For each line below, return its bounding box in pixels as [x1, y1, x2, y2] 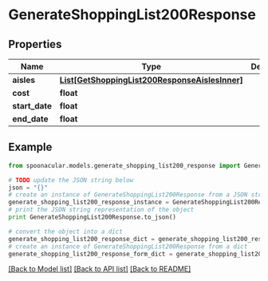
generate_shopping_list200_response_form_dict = [8, 250, 173, 258]
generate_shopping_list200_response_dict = [8, 235, 156, 243]
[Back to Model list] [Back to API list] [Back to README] [8, 264, 191, 274]
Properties [8, 38, 62, 51]
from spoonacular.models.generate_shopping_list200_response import [8, 161, 241, 169]
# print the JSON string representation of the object [8, 206, 195, 214]
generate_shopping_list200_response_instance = [8, 198, 170, 207]
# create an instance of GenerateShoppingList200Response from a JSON [8, 191, 248, 199]
